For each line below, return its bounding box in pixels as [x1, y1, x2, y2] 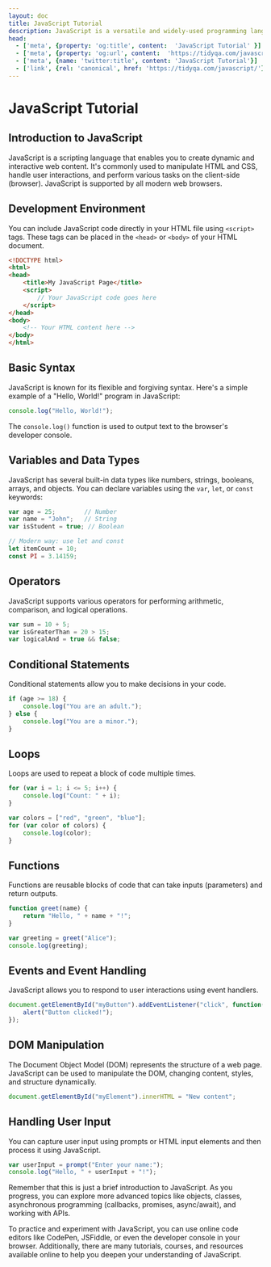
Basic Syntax [8, 361, 76, 375]
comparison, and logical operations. [8, 604, 128, 614]
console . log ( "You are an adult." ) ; [23, 702, 143, 710]
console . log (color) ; [23, 829, 92, 837]
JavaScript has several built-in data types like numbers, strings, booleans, [8, 474, 255, 485]
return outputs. [8, 889, 58, 899]
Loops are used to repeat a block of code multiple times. [8, 768, 196, 778]
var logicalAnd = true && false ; [8, 635, 121, 643]
